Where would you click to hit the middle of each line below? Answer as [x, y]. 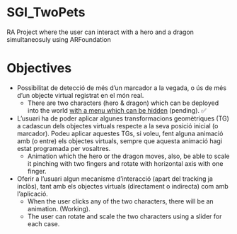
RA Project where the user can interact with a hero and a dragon [100, 32]
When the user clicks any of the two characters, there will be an [120, 201]
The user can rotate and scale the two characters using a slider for [125, 216]
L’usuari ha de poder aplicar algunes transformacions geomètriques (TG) [123, 118]
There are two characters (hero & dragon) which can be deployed [123, 103]
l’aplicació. [33, 194]
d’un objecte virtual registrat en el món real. [80, 95]
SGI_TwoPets [46, 12]
